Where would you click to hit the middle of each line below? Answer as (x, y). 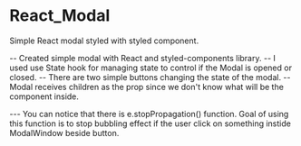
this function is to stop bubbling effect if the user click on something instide (150, 123)
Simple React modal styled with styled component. (104, 41)
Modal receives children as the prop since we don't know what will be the (146, 87)
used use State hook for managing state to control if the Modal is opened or (151, 68)
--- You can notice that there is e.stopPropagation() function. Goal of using (149, 114)
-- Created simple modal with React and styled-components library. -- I (143, 58)
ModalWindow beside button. (64, 132)
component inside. (44, 96)
